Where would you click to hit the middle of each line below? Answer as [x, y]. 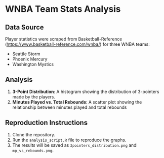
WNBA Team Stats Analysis [63, 9]
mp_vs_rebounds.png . [33, 150]
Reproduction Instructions [46, 123]
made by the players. [34, 96]
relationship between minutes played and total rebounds [69, 107]
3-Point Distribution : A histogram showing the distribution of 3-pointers [86, 92]
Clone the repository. [34, 134]
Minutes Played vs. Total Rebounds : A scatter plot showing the [77, 102]
